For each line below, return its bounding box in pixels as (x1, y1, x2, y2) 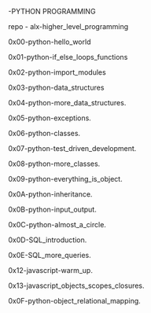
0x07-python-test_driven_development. (8, 144, 137, 153)
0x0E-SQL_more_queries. (8, 251, 92, 260)
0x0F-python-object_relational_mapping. (8, 296, 142, 305)
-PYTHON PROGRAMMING (8, 7, 96, 16)
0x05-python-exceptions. (8, 113, 92, 123)
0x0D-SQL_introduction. (8, 235, 87, 245)
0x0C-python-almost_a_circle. (8, 220, 106, 229)
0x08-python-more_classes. (8, 159, 101, 168)
